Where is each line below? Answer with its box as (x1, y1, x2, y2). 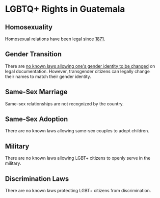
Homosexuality (5, 23, 53, 31)
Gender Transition (5, 50, 62, 58)
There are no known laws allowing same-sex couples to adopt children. (5, 128, 150, 134)
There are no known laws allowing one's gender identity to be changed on (5, 63, 156, 69)
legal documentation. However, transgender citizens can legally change (5, 68, 150, 74)
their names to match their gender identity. (5, 74, 92, 79)
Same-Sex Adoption (5, 115, 68, 124)
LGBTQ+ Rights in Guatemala (5, 3, 125, 15)
